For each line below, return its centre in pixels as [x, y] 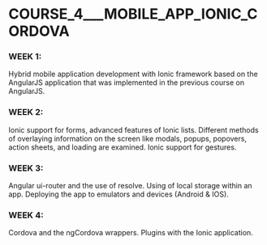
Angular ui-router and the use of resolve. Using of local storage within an [131, 186]
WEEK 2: [26, 112]
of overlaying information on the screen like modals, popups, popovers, [128, 138]
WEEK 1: [25, 57]
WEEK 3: [26, 168]
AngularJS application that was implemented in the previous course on [127, 82]
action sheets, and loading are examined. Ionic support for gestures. [123, 147]
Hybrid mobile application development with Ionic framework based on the [133, 74]
